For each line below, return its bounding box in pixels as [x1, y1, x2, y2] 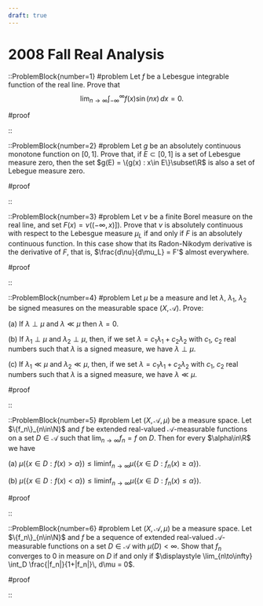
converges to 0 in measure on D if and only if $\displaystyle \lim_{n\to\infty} [8, 552, 253, 561]
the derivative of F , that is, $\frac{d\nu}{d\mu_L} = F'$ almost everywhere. [8, 247, 250, 257]
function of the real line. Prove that [8, 79, 120, 89]
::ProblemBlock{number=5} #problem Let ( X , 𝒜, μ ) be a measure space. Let [8, 416, 252, 425]
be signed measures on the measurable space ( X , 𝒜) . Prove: [8, 303, 204, 312]
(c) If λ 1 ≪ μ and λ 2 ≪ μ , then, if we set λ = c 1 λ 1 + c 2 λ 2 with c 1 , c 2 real [8, 360, 239, 371]
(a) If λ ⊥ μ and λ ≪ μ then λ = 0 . [8, 319, 119, 328]
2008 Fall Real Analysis [8, 45, 165, 63]
